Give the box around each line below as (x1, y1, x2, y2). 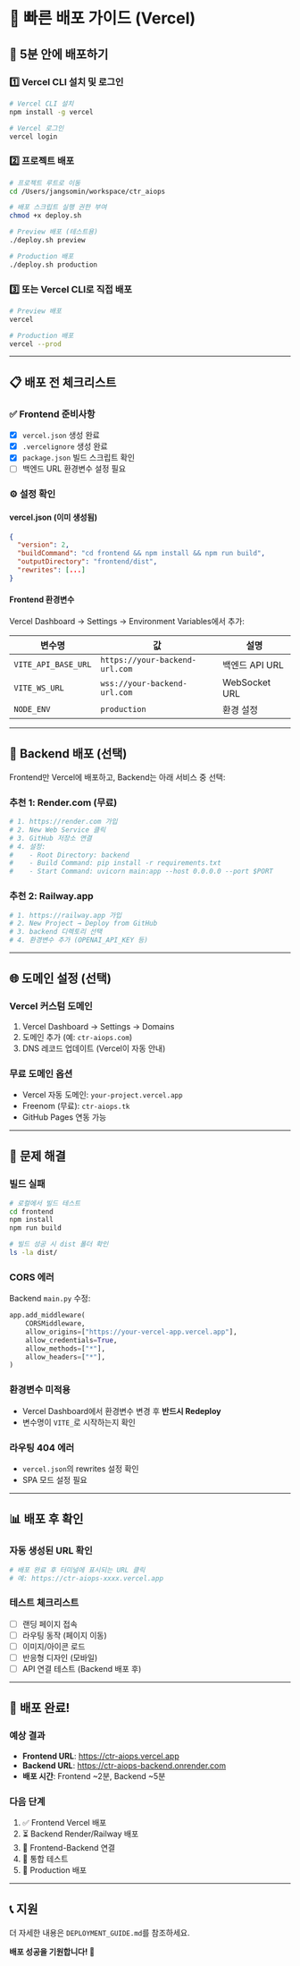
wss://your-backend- (100, 678, 187, 689)
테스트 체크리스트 (9, 1597, 79, 1609)
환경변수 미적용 (9, 1384, 71, 1396)
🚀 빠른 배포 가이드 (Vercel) (9, 8, 196, 29)
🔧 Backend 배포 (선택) (9, 746, 128, 761)
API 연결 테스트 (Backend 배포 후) (21, 1663, 142, 1674)
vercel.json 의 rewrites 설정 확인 (21, 1463, 139, 1474)
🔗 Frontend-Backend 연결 (21, 1842, 116, 1852)
